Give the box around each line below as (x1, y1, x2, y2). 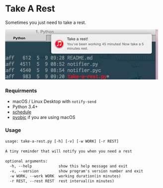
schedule (12, 109, 32, 115)
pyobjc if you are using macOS (12, 114, 76, 120)
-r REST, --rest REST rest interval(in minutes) (9, 179, 114, 184)
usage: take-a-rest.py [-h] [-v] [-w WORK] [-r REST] (5, 139, 119, 144)
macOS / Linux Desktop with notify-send (12, 98, 97, 104)
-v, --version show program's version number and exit (9, 169, 143, 174)
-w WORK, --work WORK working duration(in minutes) (9, 174, 121, 179)
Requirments (5, 87, 37, 94)
